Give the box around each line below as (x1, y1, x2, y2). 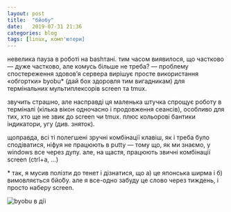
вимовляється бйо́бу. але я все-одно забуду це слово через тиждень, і (7, 176, 219, 184)
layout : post (7, 10, 45, 17)
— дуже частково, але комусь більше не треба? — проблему (7, 62, 189, 71)
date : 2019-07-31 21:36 (7, 23, 82, 30)
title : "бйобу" (7, 17, 54, 24)
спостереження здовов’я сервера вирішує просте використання (7, 70, 199, 78)
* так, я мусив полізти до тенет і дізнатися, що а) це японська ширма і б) (7, 169, 223, 177)
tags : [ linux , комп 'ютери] (7, 36, 85, 43)
